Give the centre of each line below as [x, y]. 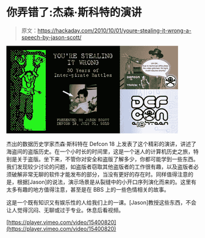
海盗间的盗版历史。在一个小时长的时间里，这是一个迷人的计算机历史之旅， [100, 151]
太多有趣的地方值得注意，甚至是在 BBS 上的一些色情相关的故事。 [88, 189]
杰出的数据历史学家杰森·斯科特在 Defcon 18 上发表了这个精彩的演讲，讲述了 [101, 144]
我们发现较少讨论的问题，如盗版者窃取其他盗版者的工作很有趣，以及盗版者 [100, 166]
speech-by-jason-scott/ [51, 37]
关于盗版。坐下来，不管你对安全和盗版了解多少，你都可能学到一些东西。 [108, 159]
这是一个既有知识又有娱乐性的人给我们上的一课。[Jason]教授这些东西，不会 [102, 202]
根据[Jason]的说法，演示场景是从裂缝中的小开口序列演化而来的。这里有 [107, 182]
